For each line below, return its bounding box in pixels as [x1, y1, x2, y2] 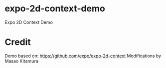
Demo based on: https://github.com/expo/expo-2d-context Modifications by [4, 53, 162, 59]
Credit [4, 36, 31, 48]
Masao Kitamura [4, 58, 38, 64]
